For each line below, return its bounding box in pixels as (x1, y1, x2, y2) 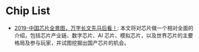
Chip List (5, 4, 51, 18)
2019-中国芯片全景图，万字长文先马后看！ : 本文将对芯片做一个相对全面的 (14, 24, 194, 31)
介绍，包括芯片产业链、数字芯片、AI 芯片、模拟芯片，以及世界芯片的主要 (14, 31, 194, 39)
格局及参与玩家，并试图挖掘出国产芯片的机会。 (14, 39, 129, 46)
